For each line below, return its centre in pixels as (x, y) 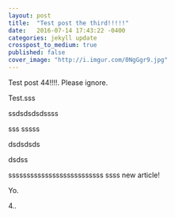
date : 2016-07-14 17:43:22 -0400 (67, 30)
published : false (37, 52)
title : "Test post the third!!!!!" (68, 23)
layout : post (30, 15)
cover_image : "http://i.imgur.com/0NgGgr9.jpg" (88, 60)
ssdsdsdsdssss (33, 113)
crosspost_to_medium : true (53, 45)
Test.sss (22, 98)
